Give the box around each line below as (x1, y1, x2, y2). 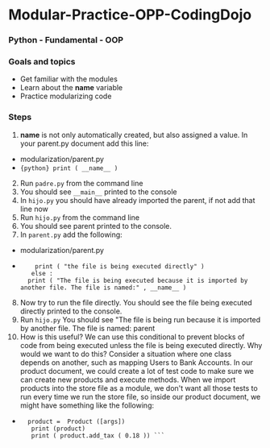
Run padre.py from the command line (19, 178, 143, 188)
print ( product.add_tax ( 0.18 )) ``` (31, 431, 165, 440)
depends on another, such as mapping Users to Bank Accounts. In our (19, 357, 254, 367)
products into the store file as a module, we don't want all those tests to (19, 383, 258, 392)
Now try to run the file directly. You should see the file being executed (19, 297, 252, 307)
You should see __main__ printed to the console (19, 187, 177, 197)
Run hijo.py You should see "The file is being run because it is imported (19, 314, 261, 324)
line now (19, 204, 48, 214)
